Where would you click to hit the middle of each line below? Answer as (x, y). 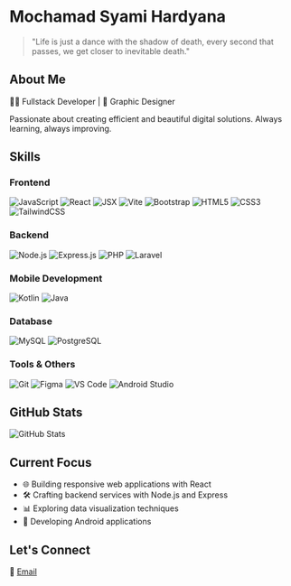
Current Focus (51, 462)
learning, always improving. (61, 128)
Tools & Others (42, 365)
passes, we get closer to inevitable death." (110, 51)
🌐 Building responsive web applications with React (117, 484)
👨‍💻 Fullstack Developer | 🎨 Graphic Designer (92, 101)
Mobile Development (56, 278)
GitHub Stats (46, 413)
